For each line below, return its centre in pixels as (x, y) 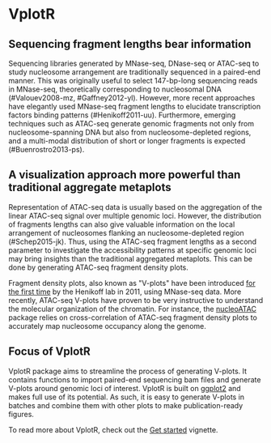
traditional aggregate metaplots (90, 187)
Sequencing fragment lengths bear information (130, 44)
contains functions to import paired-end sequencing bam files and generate (135, 379)
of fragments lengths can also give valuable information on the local (122, 224)
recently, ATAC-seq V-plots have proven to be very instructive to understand (136, 300)
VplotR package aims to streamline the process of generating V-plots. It (128, 371)
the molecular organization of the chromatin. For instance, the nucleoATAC (133, 309)
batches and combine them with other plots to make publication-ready (126, 405)
